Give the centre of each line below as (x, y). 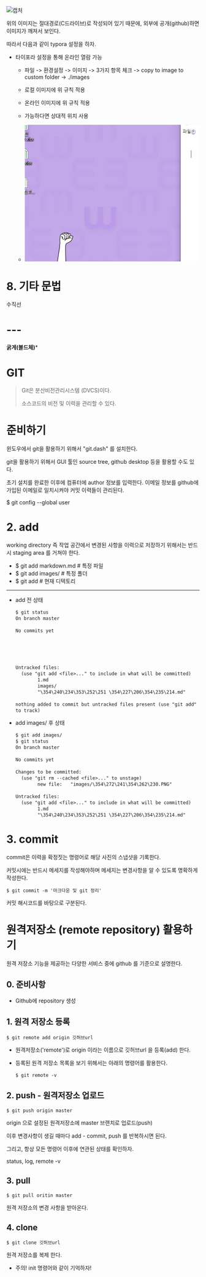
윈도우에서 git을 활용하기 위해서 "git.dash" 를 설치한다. (72, 449)
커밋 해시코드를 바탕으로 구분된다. (47, 903)
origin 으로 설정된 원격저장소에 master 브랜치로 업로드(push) (80, 1123)
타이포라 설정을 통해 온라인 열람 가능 (59, 57)
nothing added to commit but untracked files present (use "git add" (106, 705)
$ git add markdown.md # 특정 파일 (59, 566)
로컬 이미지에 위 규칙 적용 (55, 90)
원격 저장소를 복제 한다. (34, 1255)
